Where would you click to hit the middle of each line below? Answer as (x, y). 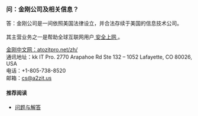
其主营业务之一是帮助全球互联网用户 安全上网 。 (64, 37)
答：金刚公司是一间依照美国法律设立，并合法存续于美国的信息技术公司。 (94, 23)
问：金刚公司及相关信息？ (43, 9)
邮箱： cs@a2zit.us (29, 78)
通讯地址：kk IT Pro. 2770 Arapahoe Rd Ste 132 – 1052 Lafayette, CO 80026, (99, 57)
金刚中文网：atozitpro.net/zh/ (42, 50)
